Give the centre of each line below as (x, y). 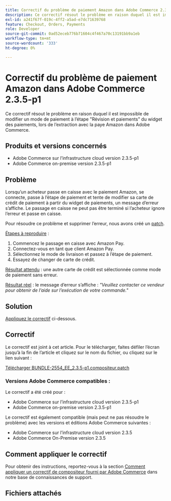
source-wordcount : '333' (32, 43)
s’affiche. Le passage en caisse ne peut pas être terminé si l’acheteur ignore (85, 208)
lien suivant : (19, 357)
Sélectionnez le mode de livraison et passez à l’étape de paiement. (82, 254)
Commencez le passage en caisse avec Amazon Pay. (68, 244)
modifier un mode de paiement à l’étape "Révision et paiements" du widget (84, 119)
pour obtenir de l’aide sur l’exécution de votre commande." (67, 290)
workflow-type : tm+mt (28, 39)
